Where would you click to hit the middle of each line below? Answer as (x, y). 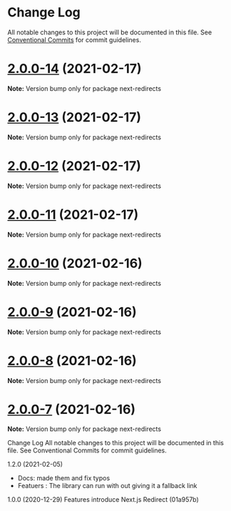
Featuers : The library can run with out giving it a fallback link (107, 486)
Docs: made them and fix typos (64, 478)
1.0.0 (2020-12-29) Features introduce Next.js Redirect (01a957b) (103, 500)
